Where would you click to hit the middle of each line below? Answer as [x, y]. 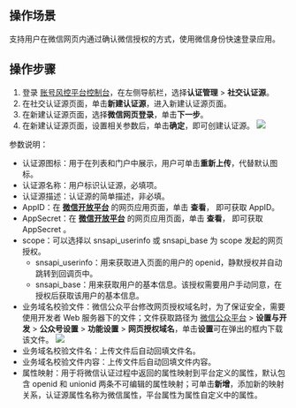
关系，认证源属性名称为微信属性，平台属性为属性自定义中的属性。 [142, 395]
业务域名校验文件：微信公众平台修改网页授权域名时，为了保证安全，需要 [153, 306]
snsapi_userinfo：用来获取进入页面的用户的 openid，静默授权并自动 [159, 262]
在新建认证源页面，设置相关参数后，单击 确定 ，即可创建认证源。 [138, 125]
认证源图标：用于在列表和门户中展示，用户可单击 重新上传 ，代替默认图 [150, 162]
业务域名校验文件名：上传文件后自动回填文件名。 [111, 351]
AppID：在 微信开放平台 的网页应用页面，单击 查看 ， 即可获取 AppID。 [151, 207]
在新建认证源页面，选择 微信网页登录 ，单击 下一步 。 [115, 114]
